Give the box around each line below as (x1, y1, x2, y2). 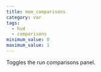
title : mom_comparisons (6, 8, 66, 15)
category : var (6, 14, 42, 20)
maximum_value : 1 (6, 43, 50, 49)
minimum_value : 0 (6, 37, 50, 43)
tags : (6, 20, 20, 26)
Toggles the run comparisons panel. (6, 58, 96, 66)
